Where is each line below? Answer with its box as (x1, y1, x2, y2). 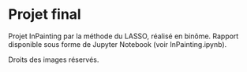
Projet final (8, 5, 81, 23)
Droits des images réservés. (8, 55, 99, 64)
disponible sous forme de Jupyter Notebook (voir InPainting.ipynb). (8, 39, 227, 49)
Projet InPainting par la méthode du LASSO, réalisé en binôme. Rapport (8, 31, 239, 41)
